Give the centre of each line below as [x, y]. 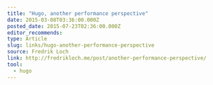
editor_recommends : [35, 33]
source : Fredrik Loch [38, 52]
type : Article [27, 39]
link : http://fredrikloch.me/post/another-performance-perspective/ [107, 58]
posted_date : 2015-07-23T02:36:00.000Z [64, 26]
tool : [15, 64]
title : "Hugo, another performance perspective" [78, 13]
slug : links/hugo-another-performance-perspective [81, 45]
